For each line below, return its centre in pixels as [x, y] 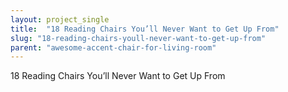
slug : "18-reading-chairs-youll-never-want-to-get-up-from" [138, 38]
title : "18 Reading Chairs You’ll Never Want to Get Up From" [145, 29]
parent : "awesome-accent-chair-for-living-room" [113, 47]
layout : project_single [60, 19]
